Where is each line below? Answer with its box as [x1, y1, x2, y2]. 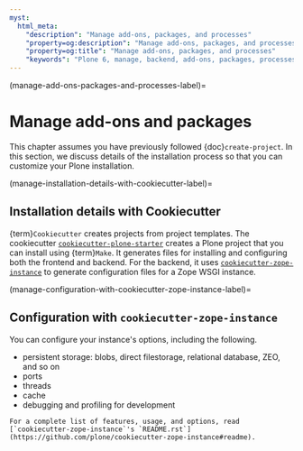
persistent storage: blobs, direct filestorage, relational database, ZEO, [22, 351, 281, 362]
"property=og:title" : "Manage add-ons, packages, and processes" [25, 47, 277, 56]
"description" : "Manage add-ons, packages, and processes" [25, 30, 252, 39]
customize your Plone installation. [9, 160, 135, 171]
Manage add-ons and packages [9, 112, 252, 132]
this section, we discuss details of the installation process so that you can [9, 151, 283, 161]
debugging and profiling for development [22, 399, 176, 410]
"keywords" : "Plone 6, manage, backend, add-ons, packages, [25, 55, 256, 64]
